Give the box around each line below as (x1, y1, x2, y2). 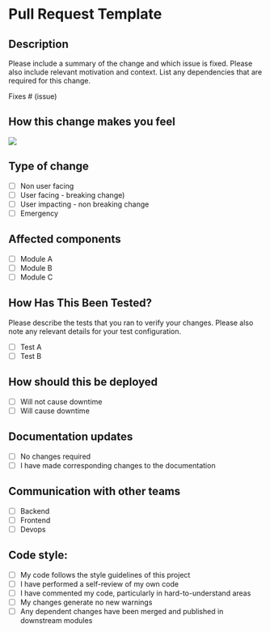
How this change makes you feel (8, 115, 175, 129)
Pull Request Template (8, 5, 162, 23)
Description (8, 37, 69, 51)
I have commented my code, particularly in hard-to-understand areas (19, 588, 251, 598)
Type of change (8, 160, 89, 173)
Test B (19, 351, 42, 361)
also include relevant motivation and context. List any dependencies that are (8, 67, 263, 77)
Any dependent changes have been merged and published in (19, 606, 224, 616)
